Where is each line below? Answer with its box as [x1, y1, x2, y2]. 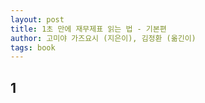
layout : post [10, 14, 65, 25]
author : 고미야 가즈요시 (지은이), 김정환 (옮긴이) [10, 33, 197, 43]
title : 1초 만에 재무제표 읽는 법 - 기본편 [10, 24, 167, 34]
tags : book [10, 42, 56, 53]
